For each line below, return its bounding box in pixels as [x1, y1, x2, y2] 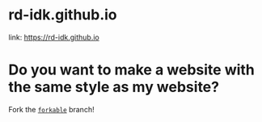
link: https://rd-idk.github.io [8, 32, 99, 42]
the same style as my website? [8, 78, 220, 96]
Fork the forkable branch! [8, 104, 95, 114]
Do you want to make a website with [8, 61, 255, 79]
